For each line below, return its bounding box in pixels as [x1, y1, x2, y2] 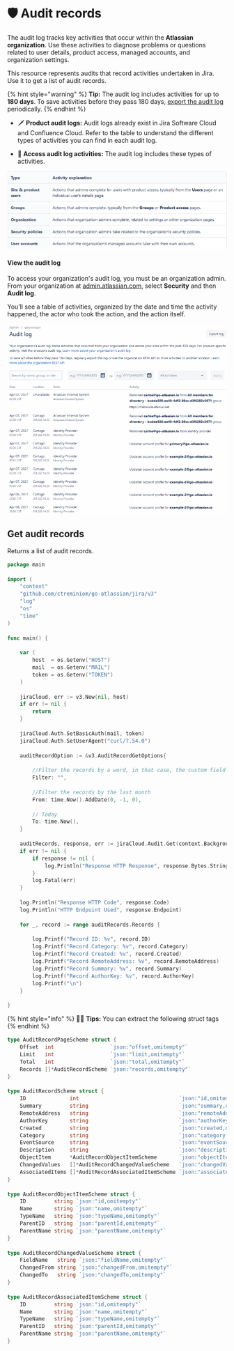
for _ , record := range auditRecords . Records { [19, 921, 160, 928]
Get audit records [7, 528, 85, 540]
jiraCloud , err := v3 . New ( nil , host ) [19, 693, 130, 700]
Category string [19, 1132, 89, 1139]
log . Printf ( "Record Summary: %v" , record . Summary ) [32, 965, 182, 972]
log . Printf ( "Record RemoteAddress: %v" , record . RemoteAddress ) [32, 958, 219, 965]
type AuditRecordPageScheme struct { [7, 1036, 117, 1044]
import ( [7, 576, 33, 582]
